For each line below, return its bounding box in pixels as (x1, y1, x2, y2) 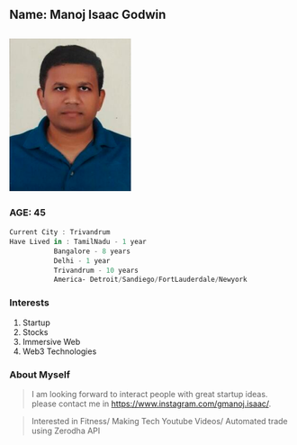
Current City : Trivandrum (9, 228, 111, 237)
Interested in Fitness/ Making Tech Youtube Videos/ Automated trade (31, 415, 288, 426)
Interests (9, 296, 49, 309)
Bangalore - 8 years (53, 247, 130, 256)
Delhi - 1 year (53, 256, 111, 265)
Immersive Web (22, 336, 81, 347)
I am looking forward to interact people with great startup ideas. (31, 388, 268, 399)
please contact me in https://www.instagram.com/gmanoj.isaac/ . (31, 398, 272, 409)
